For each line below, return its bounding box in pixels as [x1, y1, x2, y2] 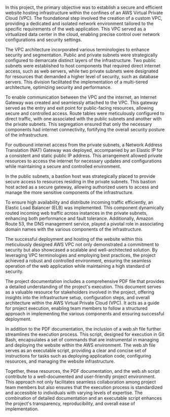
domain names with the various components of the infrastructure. [5, 226, 143, 232]
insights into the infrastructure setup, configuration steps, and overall [5, 295, 150, 300]
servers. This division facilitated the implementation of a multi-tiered [5, 79, 148, 85]
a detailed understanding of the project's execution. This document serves [5, 284, 161, 290]
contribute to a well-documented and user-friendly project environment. [5, 373, 156, 379]
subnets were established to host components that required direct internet [5, 63, 161, 69]
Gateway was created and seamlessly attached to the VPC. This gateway [5, 100, 158, 106]
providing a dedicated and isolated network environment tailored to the [5, 20, 154, 26]
